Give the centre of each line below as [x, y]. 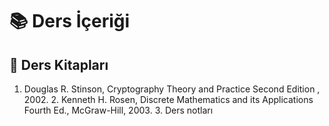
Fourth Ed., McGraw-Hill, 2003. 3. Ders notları [118, 110]
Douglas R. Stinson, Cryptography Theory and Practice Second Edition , [172, 89]
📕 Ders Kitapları [59, 64]
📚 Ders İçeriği [70, 21]
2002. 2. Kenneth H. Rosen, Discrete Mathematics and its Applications [168, 99]
